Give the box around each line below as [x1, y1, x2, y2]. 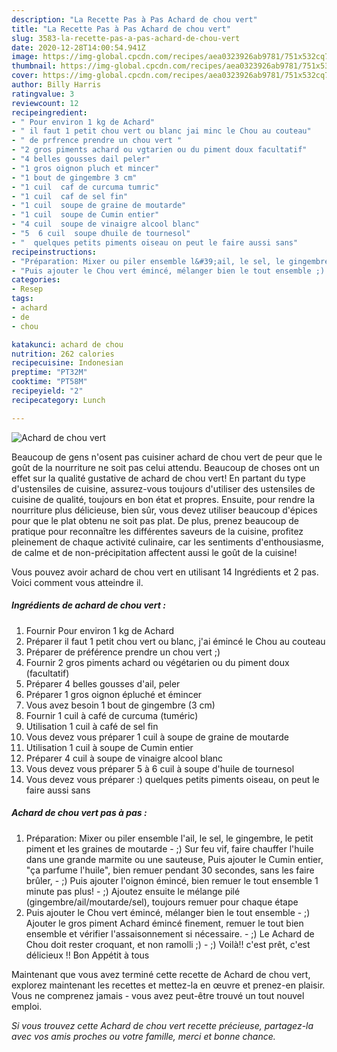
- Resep [11, 284, 44, 295]
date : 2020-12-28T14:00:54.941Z [11, 42, 146, 53]
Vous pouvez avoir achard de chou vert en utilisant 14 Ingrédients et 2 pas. [11, 566, 319, 578]
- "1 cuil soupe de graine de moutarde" [11, 201, 187, 211]
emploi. [11, 1000, 43, 1012]
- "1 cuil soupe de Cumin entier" [11, 210, 160, 220]
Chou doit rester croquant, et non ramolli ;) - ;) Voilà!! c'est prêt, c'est [25, 938, 311, 950]
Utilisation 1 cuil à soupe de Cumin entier [25, 741, 194, 753]
